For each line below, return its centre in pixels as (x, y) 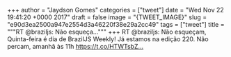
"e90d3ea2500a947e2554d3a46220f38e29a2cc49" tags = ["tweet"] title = (116, 24)
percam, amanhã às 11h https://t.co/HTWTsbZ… (75, 46)
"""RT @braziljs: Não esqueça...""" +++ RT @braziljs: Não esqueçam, (107, 32)
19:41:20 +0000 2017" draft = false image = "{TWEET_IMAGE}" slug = (107, 17)
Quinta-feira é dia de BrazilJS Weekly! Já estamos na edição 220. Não (108, 39)
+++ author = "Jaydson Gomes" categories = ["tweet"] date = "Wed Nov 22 (115, 10)
